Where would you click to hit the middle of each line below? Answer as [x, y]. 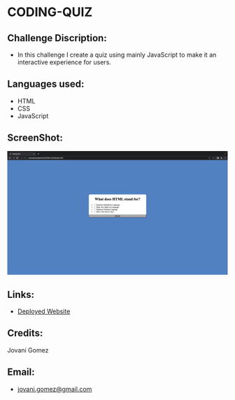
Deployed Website [44, 311]
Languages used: [46, 84]
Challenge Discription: [57, 38]
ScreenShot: [35, 138]
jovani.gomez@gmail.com [55, 389]
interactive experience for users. [64, 62]
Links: [21, 294]
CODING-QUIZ [50, 12]
